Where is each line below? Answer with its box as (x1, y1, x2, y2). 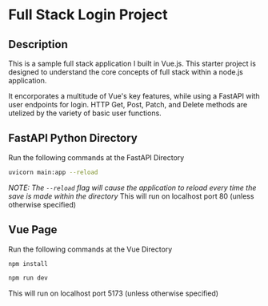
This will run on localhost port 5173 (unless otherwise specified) (8, 288, 218, 298)
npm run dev (8, 274, 48, 282)
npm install (8, 260, 48, 268)
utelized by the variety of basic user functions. (8, 108, 162, 118)
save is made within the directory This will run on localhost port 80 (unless (8, 191, 254, 201)
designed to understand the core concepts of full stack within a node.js (8, 67, 244, 77)
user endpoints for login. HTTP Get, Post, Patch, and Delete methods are (8, 100, 248, 109)
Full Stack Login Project (8, 6, 168, 24)
